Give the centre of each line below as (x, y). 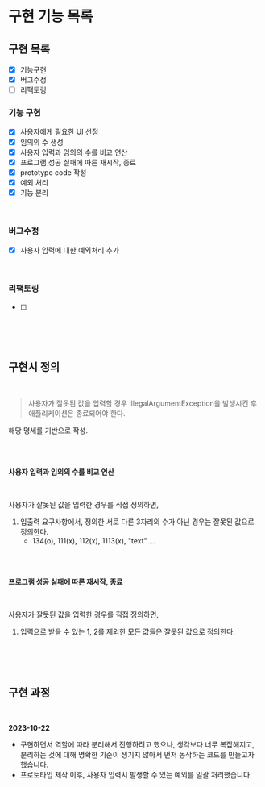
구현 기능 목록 (51, 17)
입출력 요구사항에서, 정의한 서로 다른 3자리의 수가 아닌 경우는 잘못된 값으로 (137, 522)
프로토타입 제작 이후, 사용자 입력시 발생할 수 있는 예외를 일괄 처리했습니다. (136, 775)
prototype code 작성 (53, 172)
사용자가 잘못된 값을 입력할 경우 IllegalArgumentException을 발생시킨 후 (143, 403)
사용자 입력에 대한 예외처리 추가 (69, 250)
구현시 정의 (34, 366)
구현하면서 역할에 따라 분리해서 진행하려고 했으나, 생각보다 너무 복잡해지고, (137, 745)
